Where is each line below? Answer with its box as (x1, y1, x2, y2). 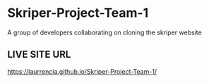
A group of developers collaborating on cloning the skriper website (7, 28, 203, 37)
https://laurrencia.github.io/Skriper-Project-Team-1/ (7, 67, 157, 75)
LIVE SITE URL (7, 49, 71, 60)
